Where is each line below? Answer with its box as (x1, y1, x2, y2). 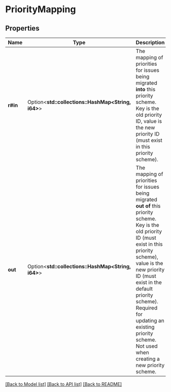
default (135, 285, 153, 292)
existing (135, 324, 155, 330)
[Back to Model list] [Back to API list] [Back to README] (5, 381, 122, 387)
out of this (135, 202, 161, 210)
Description (135, 39, 165, 46)
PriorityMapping (5, 4, 76, 15)
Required (135, 304, 158, 311)
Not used (135, 343, 158, 350)
